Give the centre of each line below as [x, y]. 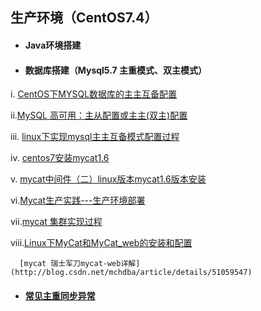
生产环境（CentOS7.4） [84, 18]
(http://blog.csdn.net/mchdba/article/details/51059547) [131, 273]
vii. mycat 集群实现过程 [56, 222]
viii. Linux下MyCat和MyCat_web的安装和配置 [101, 243]
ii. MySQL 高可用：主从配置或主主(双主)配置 [99, 115]
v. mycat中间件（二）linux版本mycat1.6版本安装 [108, 179]
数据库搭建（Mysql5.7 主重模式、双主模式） [116, 70]
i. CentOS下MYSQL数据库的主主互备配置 [94, 94]
